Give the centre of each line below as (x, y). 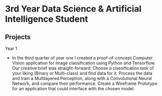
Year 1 (11, 48)
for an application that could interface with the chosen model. (73, 89)
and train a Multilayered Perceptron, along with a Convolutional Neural (82, 78)
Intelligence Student (47, 19)
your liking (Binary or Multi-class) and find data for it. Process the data (82, 73)
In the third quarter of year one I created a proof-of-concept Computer (82, 58)
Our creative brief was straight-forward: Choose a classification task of (83, 68)
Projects (18, 37)
